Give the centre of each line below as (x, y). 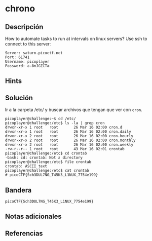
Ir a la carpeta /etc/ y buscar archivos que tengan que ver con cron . (74, 110)
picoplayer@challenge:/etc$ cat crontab (47, 171)
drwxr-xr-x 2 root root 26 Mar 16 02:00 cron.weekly (69, 145)
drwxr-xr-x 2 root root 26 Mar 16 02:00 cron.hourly (69, 136)
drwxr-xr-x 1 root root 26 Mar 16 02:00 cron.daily (68, 132)
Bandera (19, 190)
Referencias (24, 233)
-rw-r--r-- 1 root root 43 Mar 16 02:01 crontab (65, 149)
